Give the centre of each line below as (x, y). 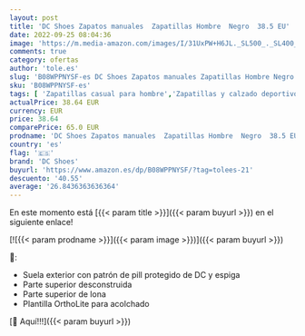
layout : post (34, 18)
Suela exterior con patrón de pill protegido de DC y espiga (131, 275)
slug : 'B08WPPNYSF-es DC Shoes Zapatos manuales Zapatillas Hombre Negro (152, 77)
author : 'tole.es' (44, 69)
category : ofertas (44, 60)
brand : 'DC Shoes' (44, 161)
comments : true (38, 52)
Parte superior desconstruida (77, 285)
